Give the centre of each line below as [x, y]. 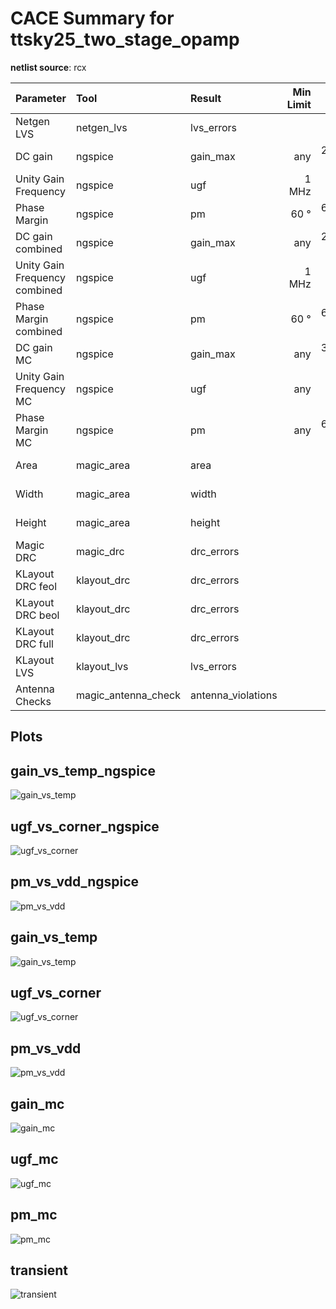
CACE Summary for [92, 18]
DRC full [34, 644]
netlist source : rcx [48, 67]
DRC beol [37, 615]
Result [205, 98]
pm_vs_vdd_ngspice [75, 882]
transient [39, 1270]
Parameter [41, 98]
